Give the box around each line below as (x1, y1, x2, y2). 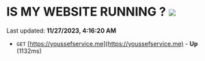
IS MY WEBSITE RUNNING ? (6, 4, 167, 20)
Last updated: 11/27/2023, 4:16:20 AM (6, 26, 117, 35)
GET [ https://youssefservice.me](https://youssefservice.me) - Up (16, 39, 198, 47)
